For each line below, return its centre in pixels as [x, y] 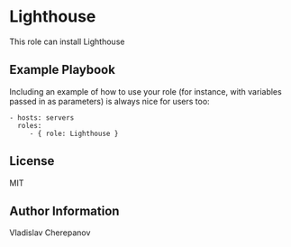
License [32, 161]
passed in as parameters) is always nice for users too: [109, 101]
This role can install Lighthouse [67, 41]
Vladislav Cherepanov [50, 233]
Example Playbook [62, 70]
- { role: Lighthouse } [74, 133]
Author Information [64, 210]
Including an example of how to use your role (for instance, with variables [145, 91]
